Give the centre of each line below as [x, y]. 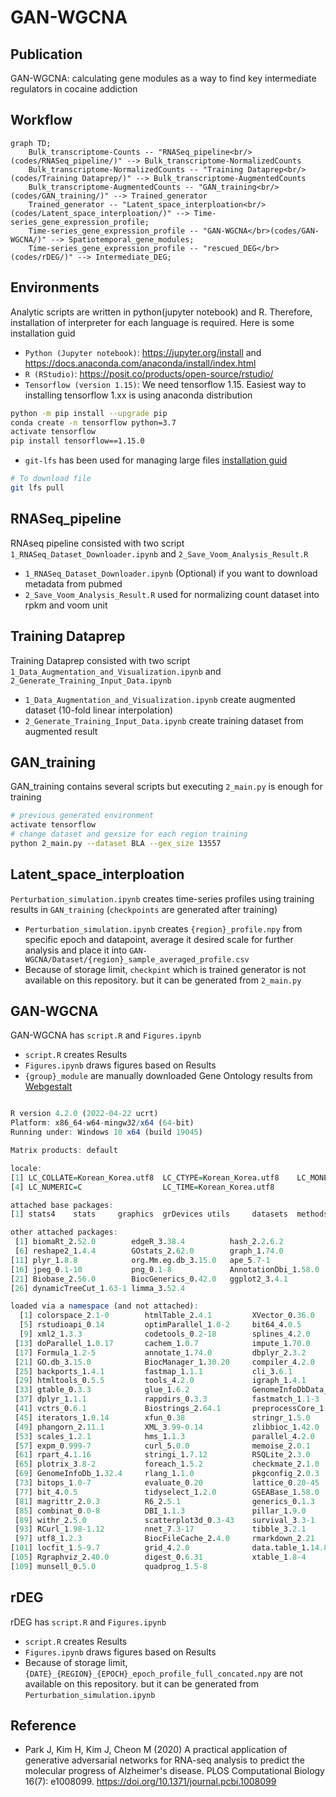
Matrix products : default [64, 1151]
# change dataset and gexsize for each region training [129, 834]
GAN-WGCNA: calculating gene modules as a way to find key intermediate [163, 78]
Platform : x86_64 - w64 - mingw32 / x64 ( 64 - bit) [102, 1123]
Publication [46, 54]
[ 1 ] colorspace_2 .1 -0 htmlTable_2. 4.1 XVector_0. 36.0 [167, 1316]
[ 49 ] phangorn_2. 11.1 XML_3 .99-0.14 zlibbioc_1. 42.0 [167, 1427]
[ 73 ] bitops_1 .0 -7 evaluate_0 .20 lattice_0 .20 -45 [167, 1483]
